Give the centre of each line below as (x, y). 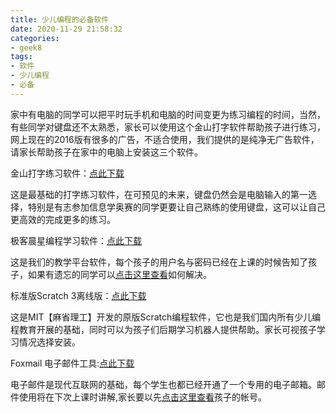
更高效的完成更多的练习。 (63, 219)
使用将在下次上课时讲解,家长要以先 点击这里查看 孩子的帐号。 (143, 397)
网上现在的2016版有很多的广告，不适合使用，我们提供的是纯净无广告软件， (165, 139)
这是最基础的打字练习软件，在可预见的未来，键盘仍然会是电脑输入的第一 (159, 194)
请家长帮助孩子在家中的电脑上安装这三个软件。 (106, 152)
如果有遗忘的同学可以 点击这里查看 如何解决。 (119, 274)
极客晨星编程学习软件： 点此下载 (76, 240)
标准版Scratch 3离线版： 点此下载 (78, 295)
